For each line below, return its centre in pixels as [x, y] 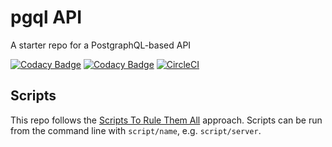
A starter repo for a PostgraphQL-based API [101, 45]
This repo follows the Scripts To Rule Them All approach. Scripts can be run [166, 120]
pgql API [46, 17]
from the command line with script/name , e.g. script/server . [136, 130]
